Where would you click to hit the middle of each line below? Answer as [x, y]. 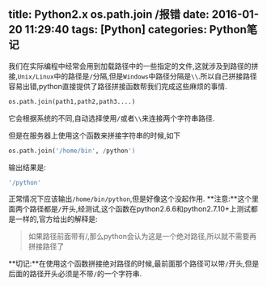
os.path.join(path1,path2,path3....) [72, 101]
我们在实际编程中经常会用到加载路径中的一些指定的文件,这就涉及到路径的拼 [133, 66]
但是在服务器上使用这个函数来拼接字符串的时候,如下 [95, 135]
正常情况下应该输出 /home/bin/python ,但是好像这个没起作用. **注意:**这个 [130, 199]
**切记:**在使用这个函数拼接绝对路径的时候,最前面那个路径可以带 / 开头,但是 [134, 264]
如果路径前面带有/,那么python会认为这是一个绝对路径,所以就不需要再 [142, 237]
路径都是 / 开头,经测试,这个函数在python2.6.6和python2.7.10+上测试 [140, 209]
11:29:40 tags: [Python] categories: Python [136, 30]
